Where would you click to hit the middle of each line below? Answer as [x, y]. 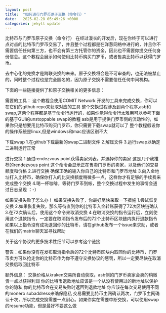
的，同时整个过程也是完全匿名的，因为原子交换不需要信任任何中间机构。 [79, 80]
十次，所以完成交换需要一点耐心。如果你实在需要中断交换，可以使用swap [84, 300]
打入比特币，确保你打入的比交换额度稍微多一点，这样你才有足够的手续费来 [85, 177]
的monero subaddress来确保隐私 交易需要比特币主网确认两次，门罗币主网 [80, 293]
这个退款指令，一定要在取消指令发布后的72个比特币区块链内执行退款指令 [83, 219]
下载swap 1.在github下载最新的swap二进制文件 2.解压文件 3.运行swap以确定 [83, 142]
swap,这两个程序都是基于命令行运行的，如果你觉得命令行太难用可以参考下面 [83, 113]
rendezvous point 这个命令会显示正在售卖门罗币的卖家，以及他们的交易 [86, 165]
